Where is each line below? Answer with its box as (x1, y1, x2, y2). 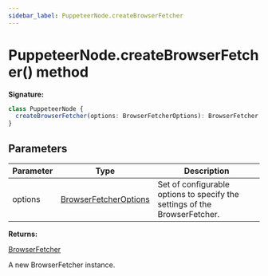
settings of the (157, 199, 212, 210)
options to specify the (157, 189, 239, 199)
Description (183, 165, 230, 176)
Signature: (8, 89, 44, 99)
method (35, 63, 89, 81)
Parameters (8, 141, 68, 156)
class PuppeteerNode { (8, 104, 84, 112)
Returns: (8, 229, 38, 239)
